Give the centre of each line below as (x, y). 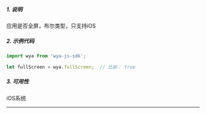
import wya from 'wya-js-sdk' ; (46, 56)
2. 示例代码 (21, 41)
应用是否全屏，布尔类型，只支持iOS (51, 26)
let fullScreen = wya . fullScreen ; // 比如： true (71, 67)
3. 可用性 (18, 82)
